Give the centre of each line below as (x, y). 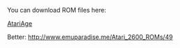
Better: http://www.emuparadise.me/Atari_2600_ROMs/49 (90, 37)
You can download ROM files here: (57, 10)
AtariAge (20, 23)
